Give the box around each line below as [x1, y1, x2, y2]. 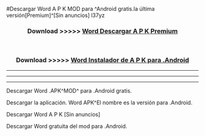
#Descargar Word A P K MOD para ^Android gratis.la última [6, 5, 155, 12]
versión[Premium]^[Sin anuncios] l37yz [6, 12, 105, 19]
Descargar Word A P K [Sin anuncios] [6, 110, 101, 118]
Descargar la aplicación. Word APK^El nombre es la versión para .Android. [6, 99, 193, 106]
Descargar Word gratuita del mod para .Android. [6, 122, 128, 130]
